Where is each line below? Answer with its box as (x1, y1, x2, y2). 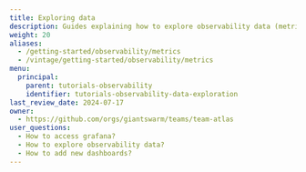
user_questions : (9, 124, 71, 133)
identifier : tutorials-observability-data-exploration (25, 89, 239, 98)
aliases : (9, 38, 43, 48)
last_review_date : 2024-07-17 (9, 97, 125, 107)
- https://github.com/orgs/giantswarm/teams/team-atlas (17, 115, 234, 124)
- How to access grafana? (17, 132, 117, 141)
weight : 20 (9, 30, 51, 39)
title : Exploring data (9, 13, 96, 23)
